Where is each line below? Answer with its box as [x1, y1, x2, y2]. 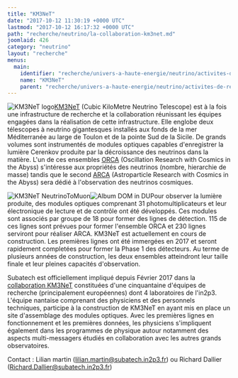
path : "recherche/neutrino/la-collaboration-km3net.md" [7, 30, 176, 38]
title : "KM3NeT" [7, 10, 55, 18]
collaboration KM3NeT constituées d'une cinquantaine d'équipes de [7, 281, 206, 290]
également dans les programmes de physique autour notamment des [7, 326, 209, 335]
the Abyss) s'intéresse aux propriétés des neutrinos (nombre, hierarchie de [7, 163, 227, 171]
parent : [20, 83, 42, 90]
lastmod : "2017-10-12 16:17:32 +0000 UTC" [7, 23, 135, 31]
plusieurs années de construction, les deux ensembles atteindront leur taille [7, 252, 229, 261]
